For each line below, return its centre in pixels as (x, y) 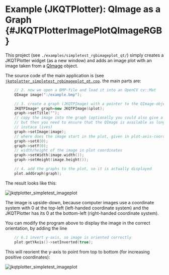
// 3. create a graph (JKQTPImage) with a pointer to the (76, 104)
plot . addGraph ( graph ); (38, 173)
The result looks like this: (31, 183)
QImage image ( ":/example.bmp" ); (48, 95)
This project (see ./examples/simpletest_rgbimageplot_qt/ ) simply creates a (84, 55)
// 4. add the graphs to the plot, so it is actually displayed (83, 169)
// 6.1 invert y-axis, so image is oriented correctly (73, 237)
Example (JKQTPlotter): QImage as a (83, 9)
